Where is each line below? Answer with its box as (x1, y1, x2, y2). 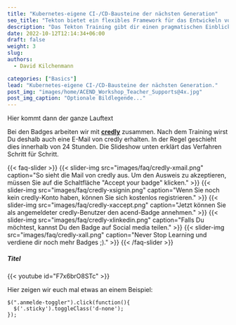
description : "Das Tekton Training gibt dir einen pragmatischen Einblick (7, 23, 231, 30)
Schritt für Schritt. (7, 150, 60, 159)
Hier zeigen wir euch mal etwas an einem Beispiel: (7, 286, 153, 294)
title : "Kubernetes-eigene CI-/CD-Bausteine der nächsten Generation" (7, 10, 218, 18)
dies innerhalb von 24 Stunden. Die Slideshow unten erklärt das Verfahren (7, 142, 222, 151)
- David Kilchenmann (13, 62, 74, 69)
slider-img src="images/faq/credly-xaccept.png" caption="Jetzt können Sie (7, 201, 226, 209)
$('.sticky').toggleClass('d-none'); (13, 305, 124, 312)
